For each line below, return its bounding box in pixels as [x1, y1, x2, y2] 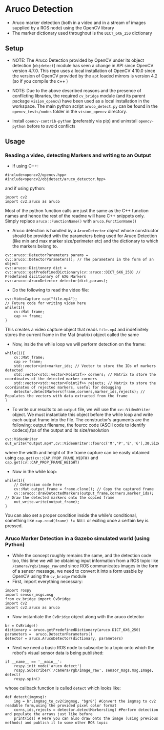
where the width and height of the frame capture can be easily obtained [5, 450, 150, 456]
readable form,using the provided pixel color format [5, 703, 117, 708]
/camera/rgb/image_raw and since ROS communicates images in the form [12, 562, 159, 569]
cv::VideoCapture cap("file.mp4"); [5, 296, 78, 302]
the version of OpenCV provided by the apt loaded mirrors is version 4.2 [12, 73, 158, 79]
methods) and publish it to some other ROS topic [5, 720, 108, 725]
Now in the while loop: [12, 469, 57, 475]
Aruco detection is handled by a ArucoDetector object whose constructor [12, 228, 159, 234]
